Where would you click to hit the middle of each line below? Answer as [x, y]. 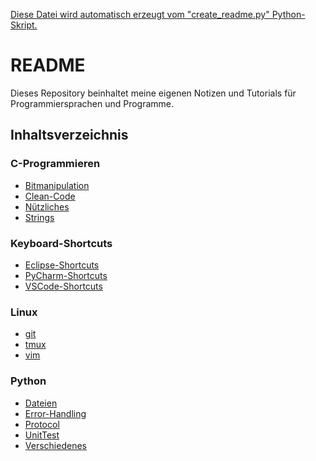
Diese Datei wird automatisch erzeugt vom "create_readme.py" [140, 14]
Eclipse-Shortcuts [62, 265]
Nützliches [47, 206]
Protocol [42, 424]
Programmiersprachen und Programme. [92, 103]
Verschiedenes [55, 445]
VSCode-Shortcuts [63, 286]
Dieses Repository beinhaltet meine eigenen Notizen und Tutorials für [153, 93]
